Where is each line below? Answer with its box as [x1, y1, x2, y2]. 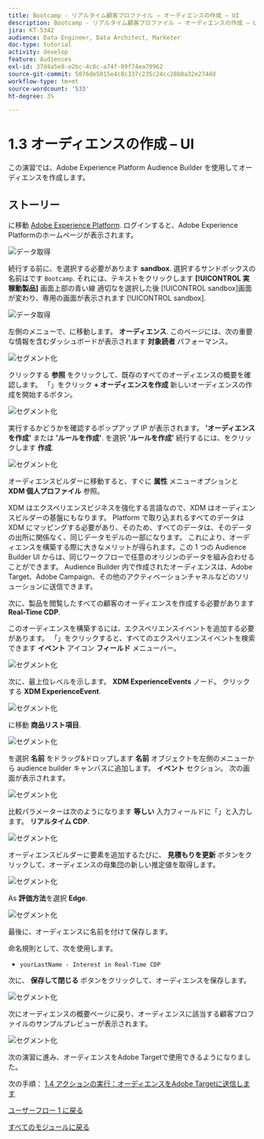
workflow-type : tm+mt [8, 77, 79, 85]
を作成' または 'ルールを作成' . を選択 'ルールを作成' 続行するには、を [8, 433, 232, 442]
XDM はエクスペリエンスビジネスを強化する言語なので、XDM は [8, 503, 215, 512]
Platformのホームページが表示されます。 [8, 230, 138, 239]
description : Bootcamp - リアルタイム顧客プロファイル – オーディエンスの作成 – [8, 19, 250, 27]
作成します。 [48, 173, 90, 182]
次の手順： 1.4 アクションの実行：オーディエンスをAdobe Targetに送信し [8, 1079, 244, 1088]
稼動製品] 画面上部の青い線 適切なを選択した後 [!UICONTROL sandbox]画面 [8, 284, 252, 292]
